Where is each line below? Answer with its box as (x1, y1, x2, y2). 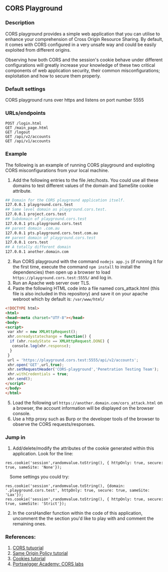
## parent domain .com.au (5, 226, 60, 231)
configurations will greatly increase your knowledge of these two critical (5, 62, 155, 68)
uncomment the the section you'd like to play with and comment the (12, 515, 154, 521)
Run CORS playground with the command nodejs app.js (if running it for (12, 258, 163, 265)
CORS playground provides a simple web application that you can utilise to (5, 30, 160, 37)
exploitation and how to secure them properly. (5, 73, 101, 79)
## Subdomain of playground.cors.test (5, 216, 87, 222)
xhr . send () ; (7, 376, 33, 381)
